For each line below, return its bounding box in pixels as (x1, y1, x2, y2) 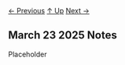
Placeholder (8, 49, 47, 59)
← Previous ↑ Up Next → (8, 6, 90, 15)
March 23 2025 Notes (8, 29, 118, 42)
